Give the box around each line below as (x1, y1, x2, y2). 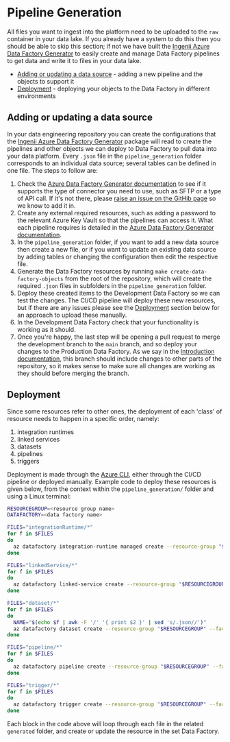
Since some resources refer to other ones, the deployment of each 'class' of (7, 407, 222, 416)
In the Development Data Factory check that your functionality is (16, 318, 199, 326)
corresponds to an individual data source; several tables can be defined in (7, 159, 216, 167)
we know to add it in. (16, 201, 76, 210)
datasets (16, 442, 42, 451)
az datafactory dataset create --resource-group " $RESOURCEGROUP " (13, 625, 207, 632)
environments (16, 91, 56, 100)
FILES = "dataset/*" (7, 600, 60, 607)
